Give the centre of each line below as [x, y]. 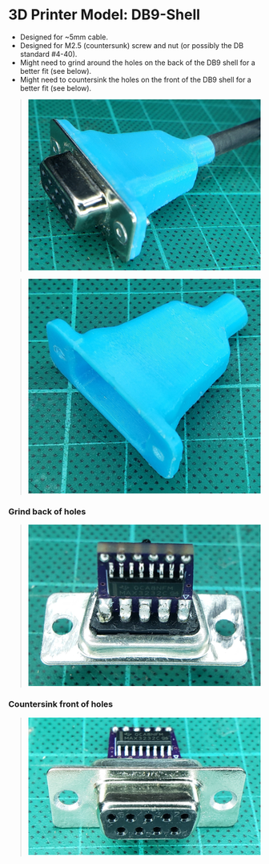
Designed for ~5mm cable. [64, 37]
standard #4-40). [48, 54]
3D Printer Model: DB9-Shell [104, 15]
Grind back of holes [47, 511]
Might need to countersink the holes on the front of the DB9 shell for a [136, 79]
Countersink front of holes [61, 704]
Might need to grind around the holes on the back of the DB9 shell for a [138, 63]
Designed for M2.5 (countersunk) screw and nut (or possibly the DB [132, 45]
